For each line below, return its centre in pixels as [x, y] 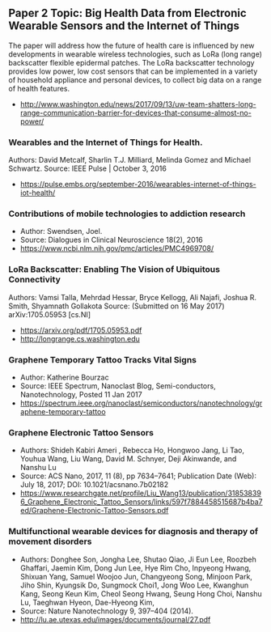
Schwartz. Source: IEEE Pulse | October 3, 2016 [88, 168]
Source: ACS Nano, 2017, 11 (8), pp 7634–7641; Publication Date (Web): [138, 476]
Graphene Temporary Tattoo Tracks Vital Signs [102, 359]
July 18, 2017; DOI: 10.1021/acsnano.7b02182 [94, 485]
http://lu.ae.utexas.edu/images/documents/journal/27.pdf [115, 619]
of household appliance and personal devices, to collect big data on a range [135, 79]
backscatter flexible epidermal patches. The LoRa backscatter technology [131, 62]
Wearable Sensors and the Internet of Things [124, 26]
